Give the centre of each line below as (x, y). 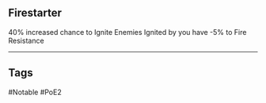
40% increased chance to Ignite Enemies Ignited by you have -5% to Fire (127, 32)
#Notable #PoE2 (35, 92)
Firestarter (35, 13)
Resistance (27, 40)
